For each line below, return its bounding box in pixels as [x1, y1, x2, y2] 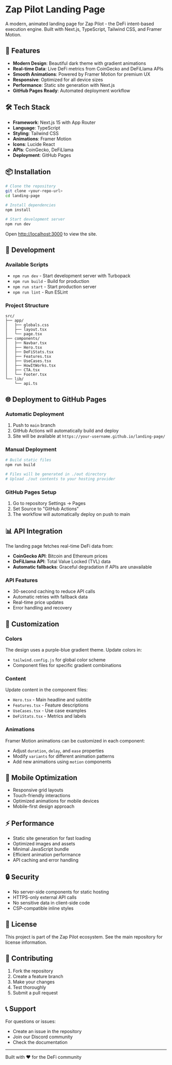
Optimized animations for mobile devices [12, 798, 99, 804]
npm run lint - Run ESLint [12, 289, 68, 295]
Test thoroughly [12, 984, 46, 990]
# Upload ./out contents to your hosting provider [5, 477, 116, 482]
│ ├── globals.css [5, 322, 50, 328]
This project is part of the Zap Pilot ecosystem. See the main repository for [5, 933, 163, 940]
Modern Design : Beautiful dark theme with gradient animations [12, 60, 146, 66]
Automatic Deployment [5, 410, 64, 418]
